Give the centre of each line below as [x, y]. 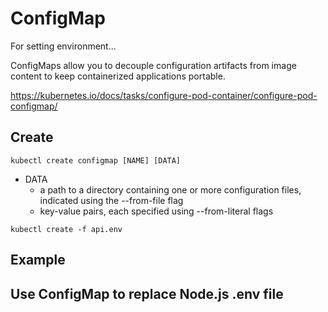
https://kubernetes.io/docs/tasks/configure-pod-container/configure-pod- [164, 95]
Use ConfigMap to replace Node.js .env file [147, 293]
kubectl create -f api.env [66, 229]
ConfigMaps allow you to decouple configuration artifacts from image [153, 65]
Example [38, 260]
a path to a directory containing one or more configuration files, [170, 189]
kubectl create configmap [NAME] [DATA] [96, 160]
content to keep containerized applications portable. [118, 76]
